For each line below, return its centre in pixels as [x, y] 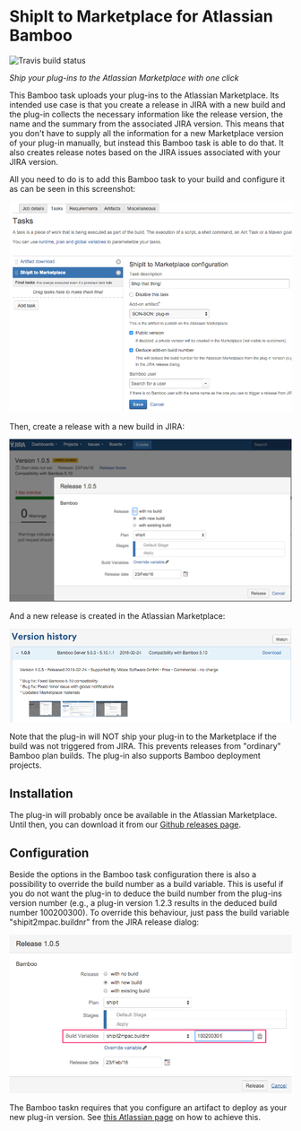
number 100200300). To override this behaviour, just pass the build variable [149, 912]
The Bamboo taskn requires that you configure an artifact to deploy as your [148, 1108]
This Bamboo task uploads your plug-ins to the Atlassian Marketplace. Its [144, 95]
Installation [41, 793]
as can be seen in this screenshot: [73, 188]
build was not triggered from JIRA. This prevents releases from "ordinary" [146, 746]
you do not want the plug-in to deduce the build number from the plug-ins [146, 893]
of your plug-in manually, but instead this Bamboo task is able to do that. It [146, 143]
